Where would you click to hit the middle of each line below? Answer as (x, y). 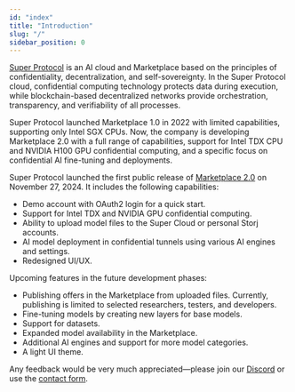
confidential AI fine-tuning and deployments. (91, 160)
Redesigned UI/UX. (57, 261)
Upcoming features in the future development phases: (108, 278)
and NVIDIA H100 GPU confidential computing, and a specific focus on (139, 151)
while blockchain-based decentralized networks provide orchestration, (139, 96)
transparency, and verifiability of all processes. (95, 105)
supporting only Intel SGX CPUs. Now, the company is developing (129, 132)
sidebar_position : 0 (48, 42)
